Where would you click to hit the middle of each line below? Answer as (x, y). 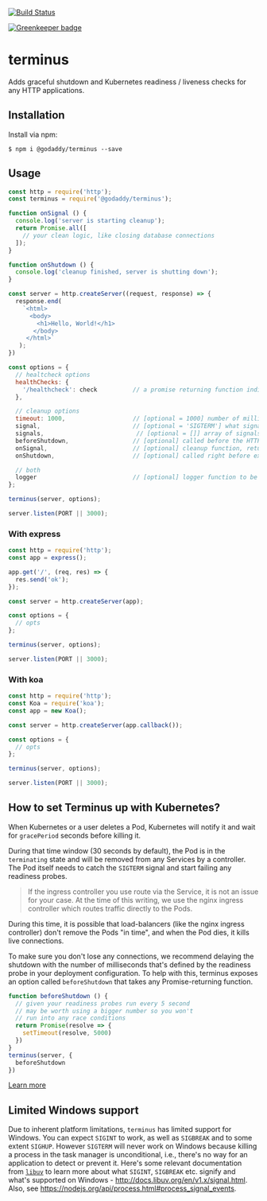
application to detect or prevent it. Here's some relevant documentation (125, 1163)
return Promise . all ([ (51, 228)
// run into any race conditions (71, 1018)
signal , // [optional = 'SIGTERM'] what (128, 426)
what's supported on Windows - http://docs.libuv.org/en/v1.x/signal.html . (128, 1180)
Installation (37, 115)
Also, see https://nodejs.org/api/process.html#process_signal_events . (122, 1188)
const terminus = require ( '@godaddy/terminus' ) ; (90, 199)
